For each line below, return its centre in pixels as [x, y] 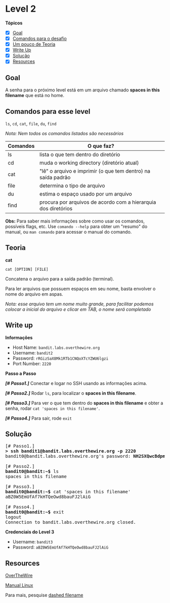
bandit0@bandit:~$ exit [35, 512]
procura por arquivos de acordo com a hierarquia [98, 202]
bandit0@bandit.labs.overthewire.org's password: [68, 456]
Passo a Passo [21, 373]
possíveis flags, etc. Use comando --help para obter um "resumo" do [76, 226]
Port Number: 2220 [32, 363]
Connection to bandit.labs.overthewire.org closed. [71, 522]
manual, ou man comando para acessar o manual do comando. [69, 232]
